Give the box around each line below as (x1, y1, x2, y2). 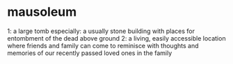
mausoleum (7, 4, 77, 20)
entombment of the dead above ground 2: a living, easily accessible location (7, 34, 226, 42)
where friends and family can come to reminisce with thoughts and (7, 41, 199, 50)
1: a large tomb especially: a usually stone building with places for (7, 27, 195, 35)
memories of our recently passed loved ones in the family (7, 49, 172, 57)
